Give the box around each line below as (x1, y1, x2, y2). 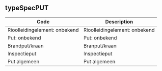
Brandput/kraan (7, 42, 44, 49)
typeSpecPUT (5, 4, 49, 12)
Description (105, 18, 134, 25)
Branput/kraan (83, 42, 117, 49)
